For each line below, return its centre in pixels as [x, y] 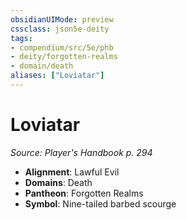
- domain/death [42, 66]
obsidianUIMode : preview [62, 19]
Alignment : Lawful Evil [72, 172]
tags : [21, 38]
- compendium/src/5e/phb [62, 47]
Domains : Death [58, 182]
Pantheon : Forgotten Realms [84, 193]
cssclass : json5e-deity [60, 29]
